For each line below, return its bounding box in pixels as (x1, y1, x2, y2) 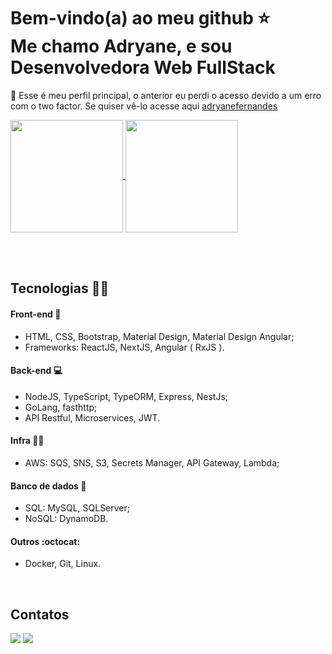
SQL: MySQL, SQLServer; (24, 502, 131, 514)
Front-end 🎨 (10, 308, 62, 320)
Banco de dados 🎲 (10, 480, 87, 492)
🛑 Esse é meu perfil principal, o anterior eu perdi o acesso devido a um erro (10, 89, 322, 101)
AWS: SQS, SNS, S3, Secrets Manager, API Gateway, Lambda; (24, 456, 280, 469)
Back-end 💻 (10, 365, 63, 377)
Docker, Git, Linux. (24, 558, 102, 570)
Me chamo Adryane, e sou (10, 35, 233, 58)
